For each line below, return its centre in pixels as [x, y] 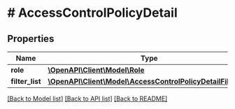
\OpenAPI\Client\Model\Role [96, 70]
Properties [31, 39]
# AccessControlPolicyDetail [92, 13]
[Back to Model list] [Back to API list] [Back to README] [87, 99]
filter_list [26, 81]
